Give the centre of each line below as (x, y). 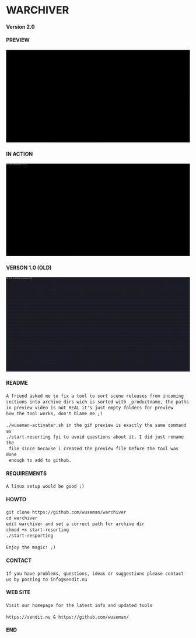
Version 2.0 (20, 26)
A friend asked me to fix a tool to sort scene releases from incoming (95, 396)
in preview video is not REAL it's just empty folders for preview (90, 408)
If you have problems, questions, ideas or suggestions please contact (95, 574)
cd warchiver (22, 518)
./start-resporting (30, 536)
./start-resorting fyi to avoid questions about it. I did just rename (95, 437)
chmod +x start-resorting (37, 530)
